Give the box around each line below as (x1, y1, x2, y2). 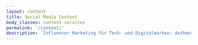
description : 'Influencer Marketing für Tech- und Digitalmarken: (6, 30, 173, 36)
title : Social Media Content (6, 14, 78, 20)
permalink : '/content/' (6, 25, 65, 31)
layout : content (6, 8, 46, 15)
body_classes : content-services (6, 19, 85, 25)
